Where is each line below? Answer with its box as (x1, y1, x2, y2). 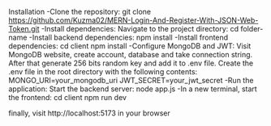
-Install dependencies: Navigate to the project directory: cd (41, 24, 239, 33)
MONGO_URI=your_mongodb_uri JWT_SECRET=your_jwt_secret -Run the (8, 76, 254, 85)
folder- (240, 24, 264, 33)
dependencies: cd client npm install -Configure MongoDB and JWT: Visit (8, 41, 252, 51)
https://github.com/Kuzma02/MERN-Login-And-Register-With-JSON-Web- (8, 15, 259, 25)
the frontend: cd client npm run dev (8, 93, 127, 102)
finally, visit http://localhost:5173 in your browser (8, 108, 170, 118)
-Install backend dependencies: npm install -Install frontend (28, 32, 229, 42)
